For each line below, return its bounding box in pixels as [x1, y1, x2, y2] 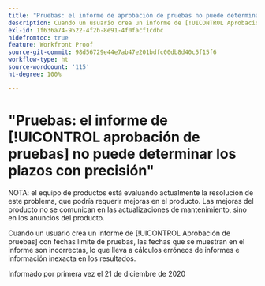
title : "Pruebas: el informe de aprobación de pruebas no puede [8, 11, 224, 20]
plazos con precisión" [8, 161, 155, 179]
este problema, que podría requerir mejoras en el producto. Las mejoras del [8, 196, 254, 205]
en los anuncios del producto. [8, 213, 105, 222]
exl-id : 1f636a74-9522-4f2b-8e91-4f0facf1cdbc [8, 26, 164, 34]
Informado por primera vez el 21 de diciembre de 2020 [8, 269, 186, 278]
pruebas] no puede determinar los [8, 145, 237, 163]
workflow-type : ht [8, 56, 69, 64]
